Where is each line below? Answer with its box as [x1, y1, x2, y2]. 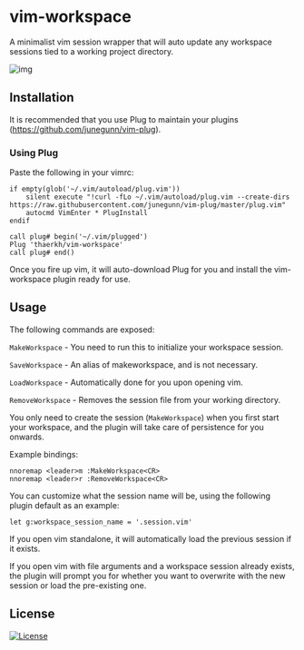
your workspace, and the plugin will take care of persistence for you [9, 421, 265, 432]
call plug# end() [9, 248, 75, 258]
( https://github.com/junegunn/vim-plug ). [9, 123, 162, 134]
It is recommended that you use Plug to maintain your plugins [9, 113, 239, 124]
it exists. [9, 543, 41, 554]
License [9, 606, 55, 622]
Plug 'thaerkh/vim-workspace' [9, 241, 124, 250]
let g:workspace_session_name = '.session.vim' [9, 517, 193, 527]
